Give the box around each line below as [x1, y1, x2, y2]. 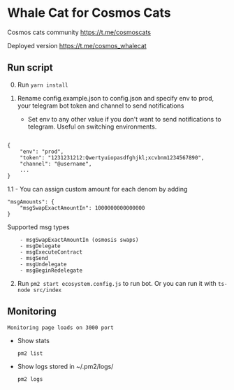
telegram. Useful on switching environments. [27, 122, 157, 131]
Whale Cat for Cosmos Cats [7, 5, 171, 21]
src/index [33, 287, 62, 294]
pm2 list [17, 349, 43, 357]
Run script [7, 62, 54, 74]
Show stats [17, 336, 50, 345]
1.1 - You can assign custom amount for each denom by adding [7, 185, 188, 193]
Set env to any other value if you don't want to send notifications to [27, 115, 221, 123]
